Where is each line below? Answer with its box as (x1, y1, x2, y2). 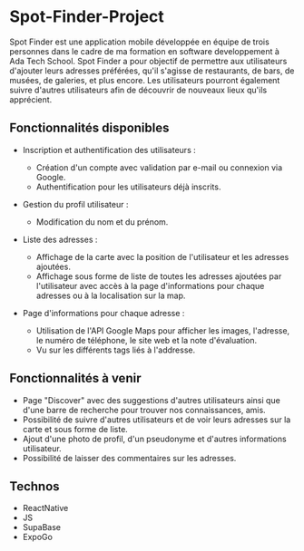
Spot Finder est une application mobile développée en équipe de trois (9, 36, 270, 47)
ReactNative (22, 503, 69, 514)
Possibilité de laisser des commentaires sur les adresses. (22, 452, 237, 463)
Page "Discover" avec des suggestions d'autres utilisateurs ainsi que (22, 394, 281, 405)
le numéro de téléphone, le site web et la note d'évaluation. (35, 334, 257, 345)
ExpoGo (22, 532, 53, 543)
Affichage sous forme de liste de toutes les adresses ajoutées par (35, 270, 282, 282)
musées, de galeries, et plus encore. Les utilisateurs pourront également (9, 74, 280, 85)
